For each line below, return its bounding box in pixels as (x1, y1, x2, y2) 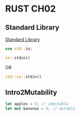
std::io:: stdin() (5, 74, 42, 79)
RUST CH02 (5, 3, 56, 15)
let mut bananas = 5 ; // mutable (5, 106, 75, 111)
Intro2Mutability (5, 88, 57, 97)
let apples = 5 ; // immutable (5, 101, 69, 106)
